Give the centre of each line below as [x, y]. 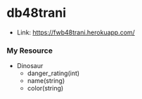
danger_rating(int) [53, 73]
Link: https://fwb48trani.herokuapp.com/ [76, 32]
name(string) [46, 81]
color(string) [45, 88]
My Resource [30, 51]
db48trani [37, 13]
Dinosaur [30, 66]
